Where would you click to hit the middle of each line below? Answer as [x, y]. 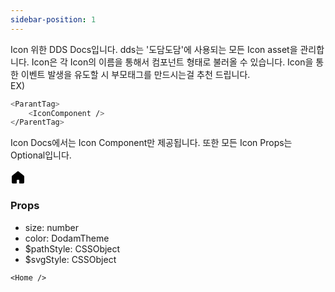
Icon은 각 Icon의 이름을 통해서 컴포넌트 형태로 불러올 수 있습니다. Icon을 [172, 62]
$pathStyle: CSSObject [72, 248]
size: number [52, 227]
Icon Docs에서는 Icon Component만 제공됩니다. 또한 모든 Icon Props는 [151, 143]
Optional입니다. [41, 155]
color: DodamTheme [67, 238]
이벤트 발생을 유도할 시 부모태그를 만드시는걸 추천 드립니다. [135, 74]
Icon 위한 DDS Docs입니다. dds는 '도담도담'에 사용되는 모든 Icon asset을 [154, 49]
